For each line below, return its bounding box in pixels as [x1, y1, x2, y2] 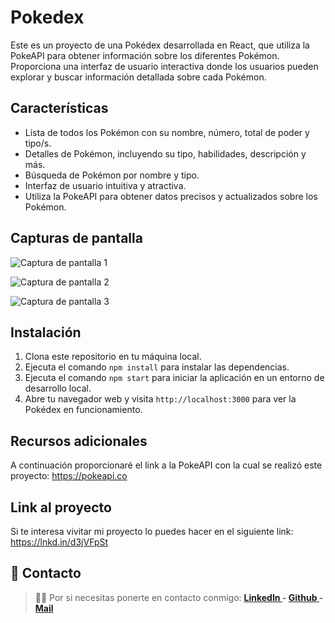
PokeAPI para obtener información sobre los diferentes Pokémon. [10, 49, 280, 61]
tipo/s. [24, 137, 52, 149]
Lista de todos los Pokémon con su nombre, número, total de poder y [24, 126, 310, 138]
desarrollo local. [24, 382, 92, 395]
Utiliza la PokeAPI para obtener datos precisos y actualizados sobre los [24, 190, 318, 202]
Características [10, 100, 109, 117]
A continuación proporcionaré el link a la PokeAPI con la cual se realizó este [10, 459, 323, 471]
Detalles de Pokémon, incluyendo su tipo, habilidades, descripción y [24, 147, 307, 160]
